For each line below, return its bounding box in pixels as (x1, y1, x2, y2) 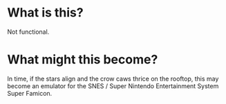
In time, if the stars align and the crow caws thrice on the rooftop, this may (7, 74, 219, 83)
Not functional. (7, 28, 50, 36)
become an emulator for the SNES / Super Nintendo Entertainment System (7, 81, 219, 90)
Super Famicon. (7, 89, 53, 97)
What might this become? (7, 52, 158, 67)
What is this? (7, 5, 84, 21)
